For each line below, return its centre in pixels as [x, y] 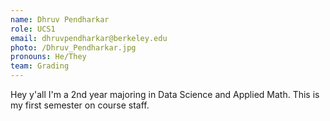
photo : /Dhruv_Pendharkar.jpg [73, 47]
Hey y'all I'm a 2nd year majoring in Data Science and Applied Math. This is [165, 94]
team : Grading [40, 66]
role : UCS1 [33, 29]
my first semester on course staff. [80, 105]
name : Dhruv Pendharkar [60, 19]
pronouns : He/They [48, 57]
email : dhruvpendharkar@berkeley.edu [89, 38]
